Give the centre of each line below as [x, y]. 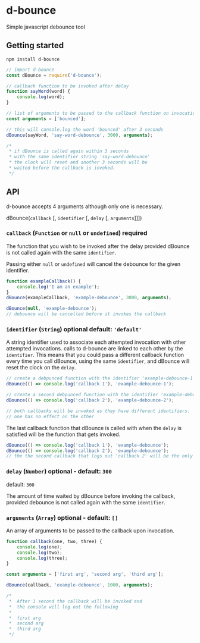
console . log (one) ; [40, 547]
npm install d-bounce [33, 59]
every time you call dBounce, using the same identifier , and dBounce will [98, 361]
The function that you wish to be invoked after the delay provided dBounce [98, 246]
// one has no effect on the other [50, 416]
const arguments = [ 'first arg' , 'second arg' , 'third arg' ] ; [85, 575]
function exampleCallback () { [44, 281]
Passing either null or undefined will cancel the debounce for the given [93, 264]
